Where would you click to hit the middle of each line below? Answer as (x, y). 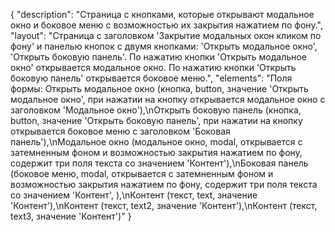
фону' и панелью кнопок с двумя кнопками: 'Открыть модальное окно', (164, 46)
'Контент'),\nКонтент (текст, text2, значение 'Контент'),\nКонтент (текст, (164, 205)
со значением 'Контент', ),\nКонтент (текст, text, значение (134, 195)
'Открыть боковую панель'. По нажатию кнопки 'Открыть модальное (158, 57)
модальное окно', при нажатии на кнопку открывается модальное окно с (168, 99)
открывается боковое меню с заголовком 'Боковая (120, 131)
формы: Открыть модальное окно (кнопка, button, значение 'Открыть (159, 88)
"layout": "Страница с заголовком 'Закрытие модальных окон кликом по (166, 35)
